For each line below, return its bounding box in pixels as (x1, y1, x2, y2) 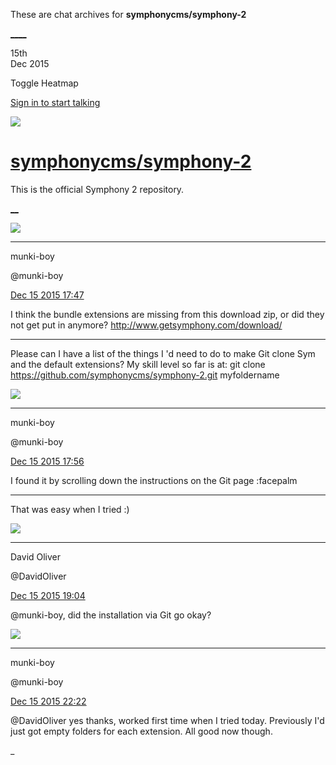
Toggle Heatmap (10, 77, 79, 89)
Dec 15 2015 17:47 (10, 289, 85, 301)
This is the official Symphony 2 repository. (10, 183, 185, 195)
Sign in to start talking (10, 97, 101, 108)
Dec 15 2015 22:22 (10, 695, 87, 707)
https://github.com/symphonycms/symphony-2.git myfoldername (10, 369, 280, 381)
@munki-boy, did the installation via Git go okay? (10, 609, 212, 621)
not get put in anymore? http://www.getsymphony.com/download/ (10, 319, 283, 331)
